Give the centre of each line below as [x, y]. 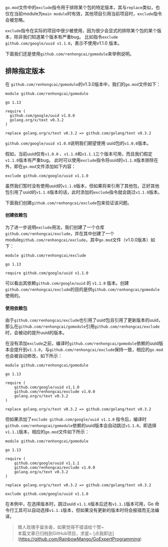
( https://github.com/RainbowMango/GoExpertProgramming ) [79, 539]
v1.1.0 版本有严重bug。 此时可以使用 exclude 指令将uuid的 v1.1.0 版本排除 [79, 160]
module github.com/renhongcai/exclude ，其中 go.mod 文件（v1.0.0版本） [78, 240]
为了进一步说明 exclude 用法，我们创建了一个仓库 [55, 227]
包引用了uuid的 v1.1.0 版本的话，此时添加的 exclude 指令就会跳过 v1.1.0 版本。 [84, 192]
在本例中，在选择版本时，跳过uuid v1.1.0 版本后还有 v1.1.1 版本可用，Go [79, 504]
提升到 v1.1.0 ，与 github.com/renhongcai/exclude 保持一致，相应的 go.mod [89, 350]
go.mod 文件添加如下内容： [49, 166]
